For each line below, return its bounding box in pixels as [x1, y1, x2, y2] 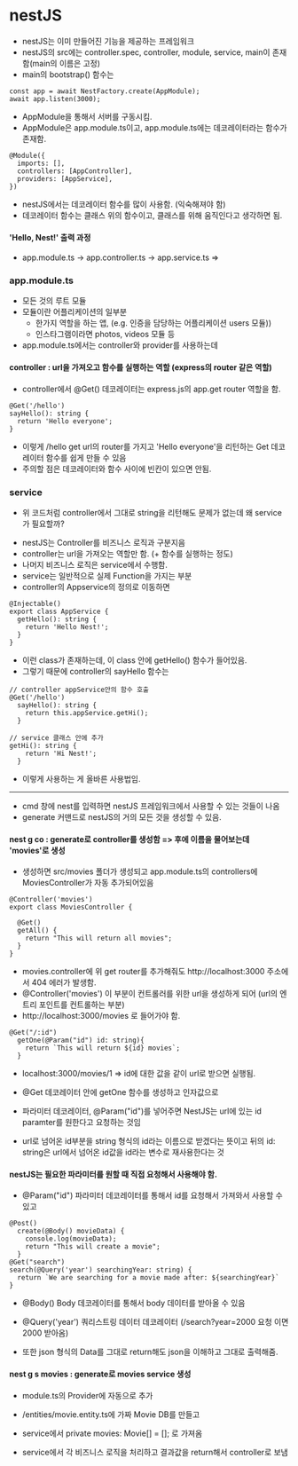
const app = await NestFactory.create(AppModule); [9, 86, 200, 96]
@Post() [9, 1219, 38, 1228]
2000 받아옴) [21, 1328, 69, 1338]
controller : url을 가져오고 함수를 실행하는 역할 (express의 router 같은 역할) [9, 362, 272, 373]
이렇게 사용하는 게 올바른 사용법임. [21, 773, 141, 784]
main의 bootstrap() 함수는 [21, 68, 114, 80]
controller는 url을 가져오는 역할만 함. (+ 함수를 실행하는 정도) [21, 548, 233, 559]
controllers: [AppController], [17, 166, 133, 176]
